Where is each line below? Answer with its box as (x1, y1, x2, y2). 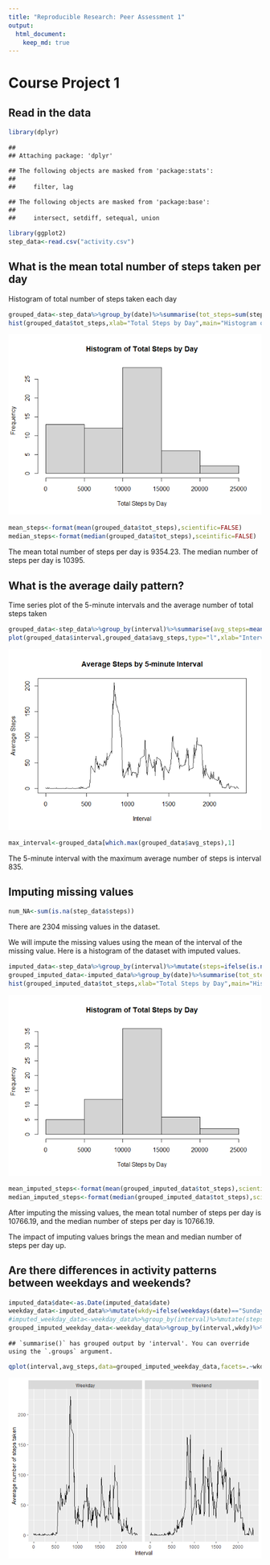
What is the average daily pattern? (8, 579, 185, 593)
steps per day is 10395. (8, 556, 86, 565)
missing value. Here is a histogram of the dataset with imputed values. (8, 946, 241, 956)
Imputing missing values (8, 885, 134, 899)
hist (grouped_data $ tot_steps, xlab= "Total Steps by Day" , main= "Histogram (8, 318, 257, 327)
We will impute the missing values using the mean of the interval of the (8, 938, 243, 947)
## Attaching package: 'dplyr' (8, 152, 113, 160)
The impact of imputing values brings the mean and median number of (8, 1231, 243, 1242)
